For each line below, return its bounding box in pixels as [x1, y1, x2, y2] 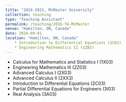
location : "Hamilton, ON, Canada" [5, 36, 79, 41]
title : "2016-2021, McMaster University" [5, 7, 94, 13]
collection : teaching [5, 12, 51, 17]
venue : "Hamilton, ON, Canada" [5, 26, 72, 31]
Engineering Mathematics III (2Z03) [12, 64, 87, 70]
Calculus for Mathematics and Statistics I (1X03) [12, 59, 113, 65]
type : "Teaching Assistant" [5, 17, 65, 22]
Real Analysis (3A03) [12, 91, 57, 97]
